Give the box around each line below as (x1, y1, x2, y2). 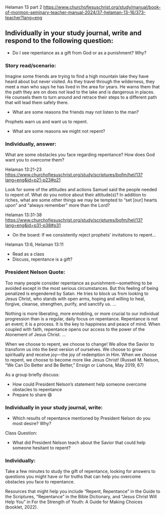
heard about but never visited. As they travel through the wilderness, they (5, 79, 155, 84)
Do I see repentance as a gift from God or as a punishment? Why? (12, 49, 147, 56)
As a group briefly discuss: (5, 371, 60, 377)
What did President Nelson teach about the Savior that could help (12, 439, 146, 445)
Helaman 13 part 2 (5, 4, 42, 10)
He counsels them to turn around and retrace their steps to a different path (5, 94, 157, 100)
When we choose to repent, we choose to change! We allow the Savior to (5, 341, 155, 347)
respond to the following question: (5, 37, 114, 45)
